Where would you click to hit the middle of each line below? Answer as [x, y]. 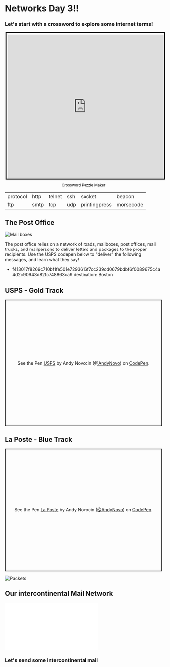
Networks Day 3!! [42, 9]
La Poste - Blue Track [39, 440]
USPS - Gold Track [34, 291]
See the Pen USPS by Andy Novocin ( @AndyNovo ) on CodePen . [84, 363]
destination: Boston [93, 275]
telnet [55, 197]
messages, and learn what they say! [42, 260]
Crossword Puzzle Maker [84, 185]
